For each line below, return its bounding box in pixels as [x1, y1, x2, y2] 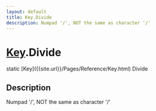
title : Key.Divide [6, 14, 52, 20]
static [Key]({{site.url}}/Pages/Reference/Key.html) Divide [6, 65, 148, 72]
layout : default [6, 8, 47, 15]
